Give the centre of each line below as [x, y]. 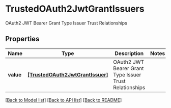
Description [129, 53]
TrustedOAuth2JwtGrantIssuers [75, 9]
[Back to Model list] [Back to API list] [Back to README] [64, 100]
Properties [22, 39]
